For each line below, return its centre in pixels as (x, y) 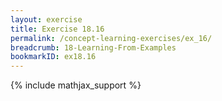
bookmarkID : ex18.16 (53, 57)
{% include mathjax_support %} (76, 85)
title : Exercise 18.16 (57, 29)
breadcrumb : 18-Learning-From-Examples (93, 47)
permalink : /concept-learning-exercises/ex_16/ (111, 38)
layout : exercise (46, 19)
